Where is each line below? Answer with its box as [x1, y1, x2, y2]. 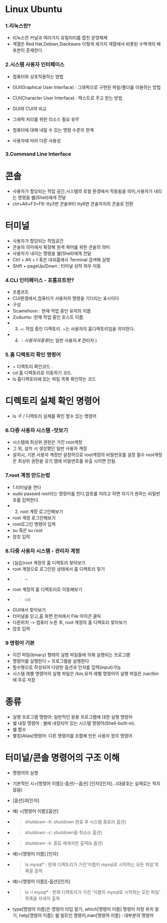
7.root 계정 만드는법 [5, 472, 50, 479]
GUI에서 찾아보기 [12, 607, 46, 612]
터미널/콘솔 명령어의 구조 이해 [5, 752, 120, 764]
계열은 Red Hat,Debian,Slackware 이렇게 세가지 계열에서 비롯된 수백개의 [12, 41, 156, 47]
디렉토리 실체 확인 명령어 [5, 395, 100, 407]
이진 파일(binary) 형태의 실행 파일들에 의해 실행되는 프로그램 [12, 652, 130, 658]
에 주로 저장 [12, 677, 36, 683]
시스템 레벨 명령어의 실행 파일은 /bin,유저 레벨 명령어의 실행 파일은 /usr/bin [12, 671, 159, 677]
